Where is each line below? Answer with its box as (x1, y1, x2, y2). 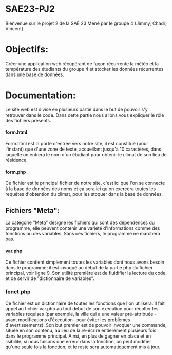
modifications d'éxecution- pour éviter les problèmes (18, 316, 130, 323)
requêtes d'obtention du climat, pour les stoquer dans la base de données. (5, 191, 163, 197)
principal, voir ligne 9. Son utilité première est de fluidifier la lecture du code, (5, 270, 167, 276)
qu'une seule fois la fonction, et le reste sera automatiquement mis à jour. (5, 344, 161, 350)
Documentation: (5, 89, 76, 101)
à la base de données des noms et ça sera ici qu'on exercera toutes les (5, 185, 156, 192)
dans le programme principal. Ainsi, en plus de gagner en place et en (5, 332, 151, 339)
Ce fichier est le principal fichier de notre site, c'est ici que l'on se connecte (5, 180, 165, 186)
